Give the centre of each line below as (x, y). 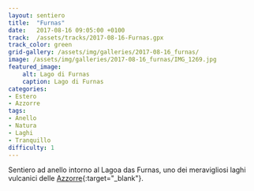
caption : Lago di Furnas (63, 81)
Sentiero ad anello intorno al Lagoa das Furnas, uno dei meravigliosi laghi (127, 170)
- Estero (22, 96)
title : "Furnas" (37, 23)
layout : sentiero (37, 15)
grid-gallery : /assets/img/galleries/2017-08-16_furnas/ (104, 52)
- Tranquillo (30, 140)
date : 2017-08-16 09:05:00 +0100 (67, 30)
